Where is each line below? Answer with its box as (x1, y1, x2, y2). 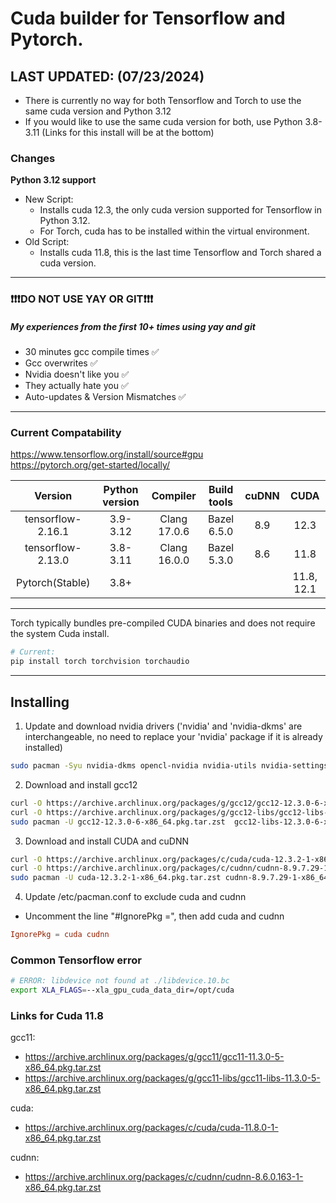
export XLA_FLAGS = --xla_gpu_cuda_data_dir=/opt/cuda (10, 985, 235, 996)
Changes (10, 151, 56, 165)
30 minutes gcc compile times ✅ (24, 346, 160, 358)
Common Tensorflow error (10, 953, 142, 967)
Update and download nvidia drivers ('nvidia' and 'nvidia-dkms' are (24, 720, 303, 732)
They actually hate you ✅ (24, 380, 129, 392)
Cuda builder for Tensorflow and (10, 7, 286, 30)
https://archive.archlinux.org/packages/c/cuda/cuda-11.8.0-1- (24, 1122, 279, 1134)
